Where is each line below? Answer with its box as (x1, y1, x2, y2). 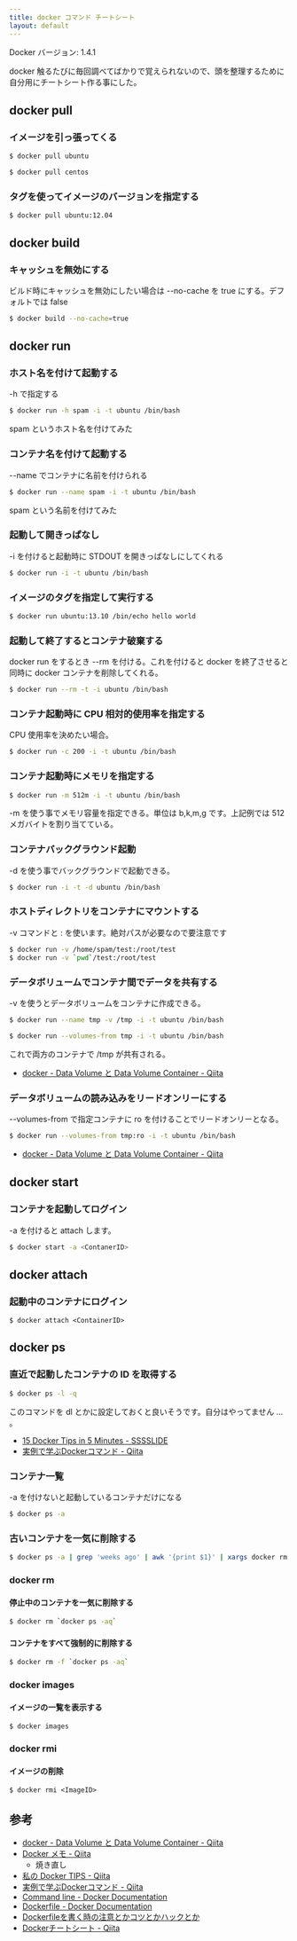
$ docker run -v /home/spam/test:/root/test (9, 945, 176, 954)
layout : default (9, 21, 69, 30)
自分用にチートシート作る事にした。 (9, 76, 142, 87)
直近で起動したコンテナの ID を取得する (9, 1368, 177, 1380)
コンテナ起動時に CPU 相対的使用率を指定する (9, 707, 206, 719)
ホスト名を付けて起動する (9, 367, 119, 380)
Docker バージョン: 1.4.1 (9, 46, 96, 58)
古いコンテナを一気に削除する (9, 1532, 137, 1544)
